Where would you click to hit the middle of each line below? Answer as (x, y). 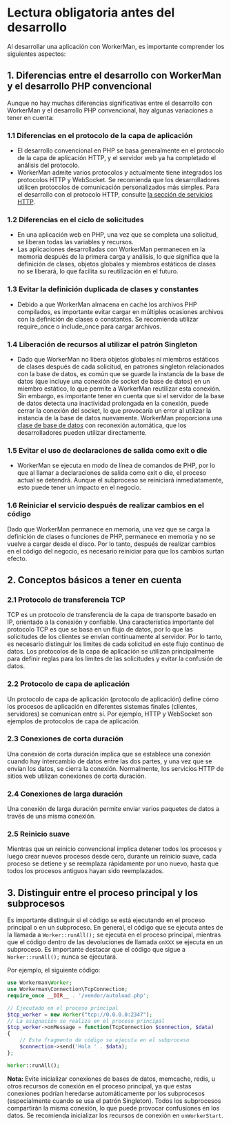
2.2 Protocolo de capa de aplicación (68, 684)
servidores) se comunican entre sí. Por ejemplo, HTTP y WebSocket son (110, 714)
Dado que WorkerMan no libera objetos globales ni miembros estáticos (118, 359)
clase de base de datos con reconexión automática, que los (102, 425)
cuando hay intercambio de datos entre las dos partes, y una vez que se (110, 761)
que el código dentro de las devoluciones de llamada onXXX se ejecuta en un (115, 942)
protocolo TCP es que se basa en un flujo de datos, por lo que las (100, 629)
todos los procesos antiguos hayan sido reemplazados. (86, 871)
